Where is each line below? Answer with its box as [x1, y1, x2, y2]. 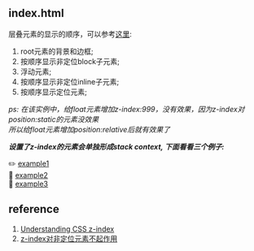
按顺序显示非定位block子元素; [20, 56, 120, 66]
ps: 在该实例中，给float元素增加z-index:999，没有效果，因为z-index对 [8, 104, 245, 114]
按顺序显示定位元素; [20, 87, 88, 97]
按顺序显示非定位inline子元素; [20, 76, 120, 86]
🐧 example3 [8, 179, 49, 188]
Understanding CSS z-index [20, 223, 115, 234]
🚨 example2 [8, 170, 49, 180]
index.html [8, 6, 64, 20]
